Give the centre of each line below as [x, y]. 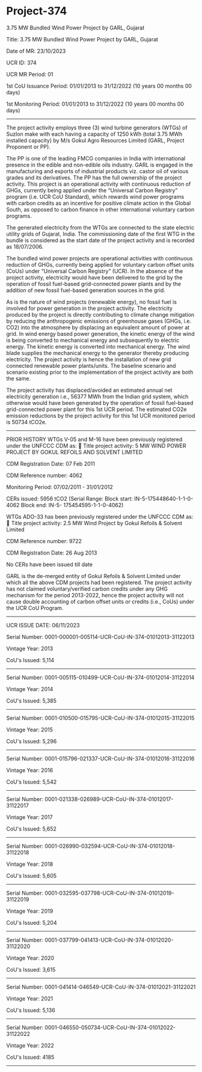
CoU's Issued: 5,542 [32, 782]
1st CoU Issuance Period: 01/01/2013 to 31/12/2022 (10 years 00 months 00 [99, 86]
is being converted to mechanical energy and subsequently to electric [93, 340]
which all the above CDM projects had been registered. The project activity [99, 582]
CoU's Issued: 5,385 [32, 701]
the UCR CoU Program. [35, 608]
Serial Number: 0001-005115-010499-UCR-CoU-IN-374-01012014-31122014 [100, 677]
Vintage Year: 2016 [30, 770]
